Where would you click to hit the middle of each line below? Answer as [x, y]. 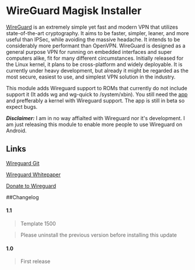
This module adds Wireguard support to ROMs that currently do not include [97, 88]
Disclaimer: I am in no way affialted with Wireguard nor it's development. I [95, 118]
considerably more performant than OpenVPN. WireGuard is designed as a [96, 46]
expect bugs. [22, 107]
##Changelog [22, 197]
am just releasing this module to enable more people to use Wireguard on [94, 124]
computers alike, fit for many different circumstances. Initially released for [95, 58]
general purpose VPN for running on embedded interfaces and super [89, 52]
